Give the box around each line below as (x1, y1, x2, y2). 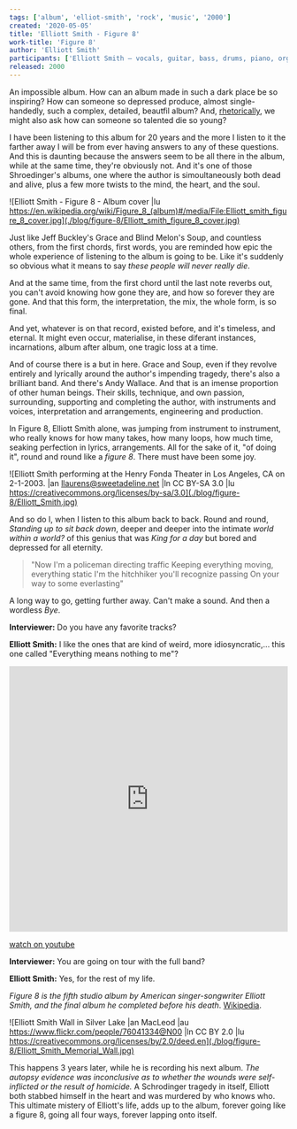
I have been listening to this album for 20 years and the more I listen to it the (9, 132, 286, 143)
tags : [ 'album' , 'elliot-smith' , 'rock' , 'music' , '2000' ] (9, 12, 232, 22)
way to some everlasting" (30, 577, 124, 589)
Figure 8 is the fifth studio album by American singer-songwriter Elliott (9, 990, 265, 1001)
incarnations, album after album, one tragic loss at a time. (9, 342, 218, 352)
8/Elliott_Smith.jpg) (9, 497, 78, 507)
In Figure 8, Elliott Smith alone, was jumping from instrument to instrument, (9, 422, 281, 434)
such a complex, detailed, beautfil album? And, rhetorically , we (47, 105, 276, 116)
